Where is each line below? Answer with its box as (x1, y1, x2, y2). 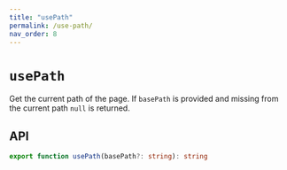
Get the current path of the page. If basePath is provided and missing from (9, 94, 279, 104)
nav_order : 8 (9, 29, 58, 38)
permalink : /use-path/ (9, 21, 93, 30)
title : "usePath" (9, 12, 74, 22)
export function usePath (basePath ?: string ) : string (9, 152, 208, 161)
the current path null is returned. (9, 103, 130, 113)
